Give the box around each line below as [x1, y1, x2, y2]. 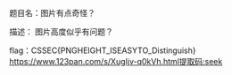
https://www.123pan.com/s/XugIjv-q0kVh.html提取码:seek [9, 56, 223, 66]
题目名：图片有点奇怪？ [9, 8, 95, 18]
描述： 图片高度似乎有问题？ [9, 26, 113, 37]
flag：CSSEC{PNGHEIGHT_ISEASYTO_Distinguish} [9, 45, 196, 56]
